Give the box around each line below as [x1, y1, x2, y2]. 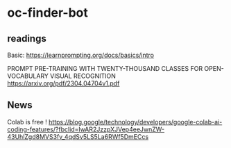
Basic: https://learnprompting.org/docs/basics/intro [7, 51, 155, 59]
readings [7, 33, 46, 44]
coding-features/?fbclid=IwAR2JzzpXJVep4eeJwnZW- [7, 125, 165, 133]
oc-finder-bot [7, 5, 89, 21]
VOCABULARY [7, 72, 49, 80]
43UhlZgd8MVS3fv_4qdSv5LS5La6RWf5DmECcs [7, 132, 149, 140]
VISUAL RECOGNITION [49, 72, 116, 80]
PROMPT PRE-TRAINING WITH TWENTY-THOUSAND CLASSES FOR [7, 65, 203, 72]
